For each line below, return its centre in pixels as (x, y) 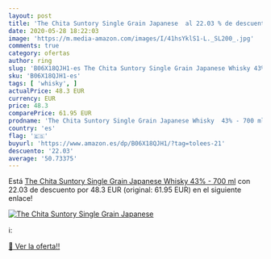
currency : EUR (32, 98)
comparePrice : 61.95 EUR (50, 114)
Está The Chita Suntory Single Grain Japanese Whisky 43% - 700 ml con (129, 182)
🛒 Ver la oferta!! (34, 246)
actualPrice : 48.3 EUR (46, 91)
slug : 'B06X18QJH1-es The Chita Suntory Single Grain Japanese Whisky (129, 69)
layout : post (30, 16)
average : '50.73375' (43, 158)
